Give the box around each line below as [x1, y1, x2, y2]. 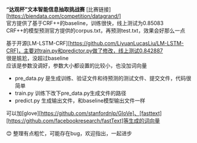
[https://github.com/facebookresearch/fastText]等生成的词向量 [6, 117, 160, 124]
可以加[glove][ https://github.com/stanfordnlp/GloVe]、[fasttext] [6, 110, 162, 117]
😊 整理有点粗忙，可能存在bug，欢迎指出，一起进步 [6, 130, 132, 136]
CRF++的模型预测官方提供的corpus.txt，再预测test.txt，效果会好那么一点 [6, 27, 186, 34]
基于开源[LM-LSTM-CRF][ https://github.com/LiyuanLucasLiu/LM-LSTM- [6, 40, 185, 46]
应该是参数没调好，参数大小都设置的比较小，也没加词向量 [6, 62, 147, 69]
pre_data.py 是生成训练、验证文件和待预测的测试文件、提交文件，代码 [14, 74, 186, 82]
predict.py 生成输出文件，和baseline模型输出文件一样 [14, 97, 146, 104]
